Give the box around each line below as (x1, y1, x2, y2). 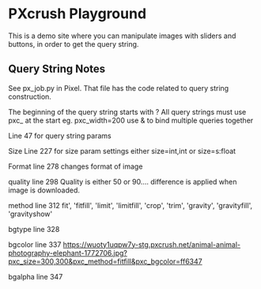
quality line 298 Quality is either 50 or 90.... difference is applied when (8, 177, 237, 186)
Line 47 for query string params (8, 131, 112, 140)
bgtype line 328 (8, 224, 60, 234)
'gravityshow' (8, 209, 53, 219)
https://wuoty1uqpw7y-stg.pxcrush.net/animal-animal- (62, 239, 241, 249)
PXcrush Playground (8, 5, 147, 23)
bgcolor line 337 (8, 239, 62, 249)
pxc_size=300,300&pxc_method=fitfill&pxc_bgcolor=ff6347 (8, 257, 203, 266)
